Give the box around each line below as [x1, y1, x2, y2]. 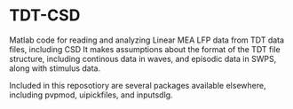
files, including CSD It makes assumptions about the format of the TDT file [9, 43, 281, 54]
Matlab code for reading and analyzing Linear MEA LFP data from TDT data [9, 35, 285, 45]
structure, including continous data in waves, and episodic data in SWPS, [9, 53, 277, 64]
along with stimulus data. [9, 63, 100, 74]
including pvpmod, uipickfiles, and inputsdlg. [9, 90, 173, 100]
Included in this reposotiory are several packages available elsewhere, [9, 80, 266, 90]
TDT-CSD [9, 5, 81, 26]
